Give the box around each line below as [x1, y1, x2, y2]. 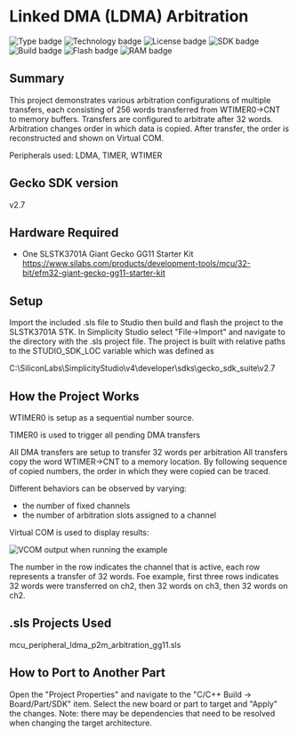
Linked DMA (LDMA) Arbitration [9, 6, 249, 27]
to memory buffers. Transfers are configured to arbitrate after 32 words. [9, 113, 274, 124]
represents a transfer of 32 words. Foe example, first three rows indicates [9, 571, 279, 581]
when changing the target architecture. [9, 717, 153, 728]
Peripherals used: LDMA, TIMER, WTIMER [9, 150, 163, 160]
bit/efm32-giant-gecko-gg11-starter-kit [21, 267, 166, 278]
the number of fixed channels [21, 501, 131, 511]
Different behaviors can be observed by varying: [9, 483, 187, 494]
